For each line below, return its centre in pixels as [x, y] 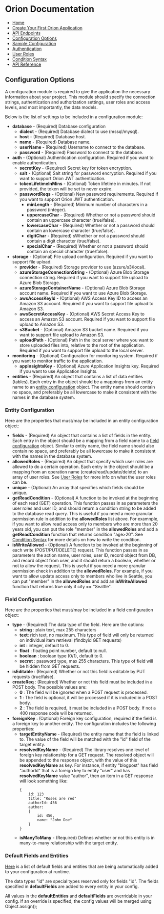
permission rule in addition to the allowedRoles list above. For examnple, [85, 519]
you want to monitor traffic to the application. [58, 361]
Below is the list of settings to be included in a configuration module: [74, 117]
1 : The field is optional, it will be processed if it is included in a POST [88, 698]
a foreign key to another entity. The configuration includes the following [84, 724]
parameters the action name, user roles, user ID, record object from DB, [84, 555]
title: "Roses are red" [52, 799]
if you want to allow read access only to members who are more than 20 [85, 524]
